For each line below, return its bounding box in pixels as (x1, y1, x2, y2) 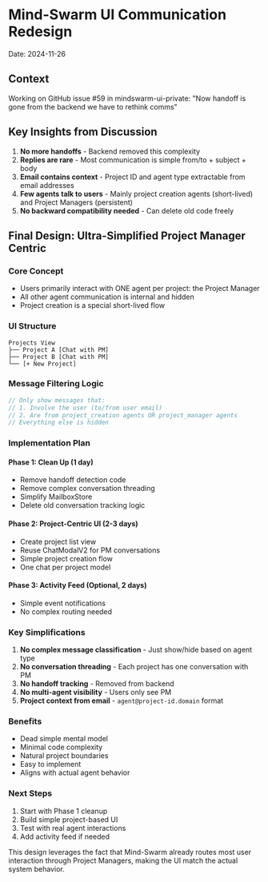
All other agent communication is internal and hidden (19, 292, 194, 301)
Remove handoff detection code (19, 475, 126, 485)
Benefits (8, 716, 42, 727)
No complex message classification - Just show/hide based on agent (19, 645, 253, 655)
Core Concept (8, 265, 64, 277)
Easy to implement (19, 760, 82, 769)
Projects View (8, 338, 56, 347)
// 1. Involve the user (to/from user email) (8, 404, 162, 412)
